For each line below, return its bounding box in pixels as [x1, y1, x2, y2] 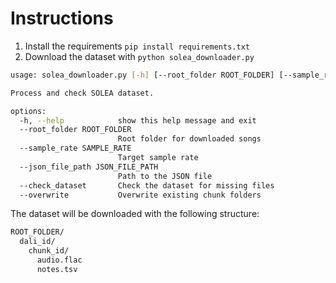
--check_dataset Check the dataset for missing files [19, 180, 275, 191]
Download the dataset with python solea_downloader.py [24, 50, 255, 62]
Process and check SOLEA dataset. [10, 88, 155, 98]
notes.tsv [36, 264, 78, 274]
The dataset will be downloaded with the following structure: [10, 208, 260, 220]
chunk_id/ [28, 246, 70, 256]
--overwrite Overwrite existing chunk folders [19, 190, 262, 200]
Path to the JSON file [117, 171, 213, 181]
